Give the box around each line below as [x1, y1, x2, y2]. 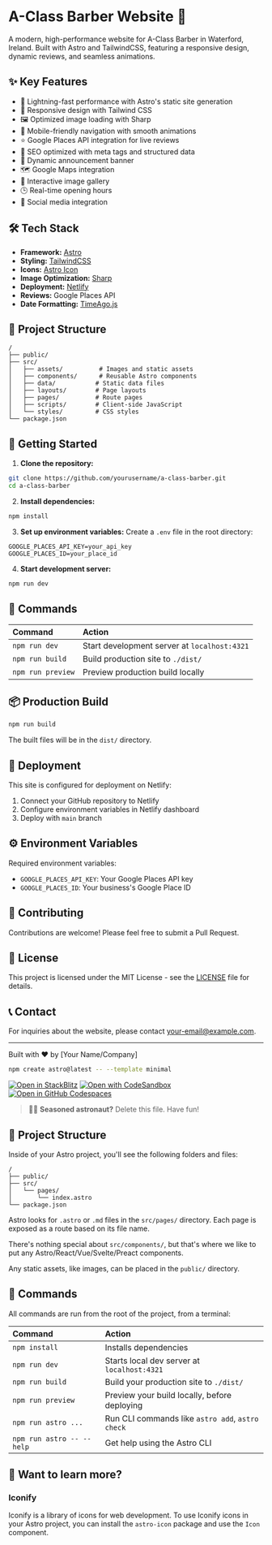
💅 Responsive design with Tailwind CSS [19, 105, 152, 114]
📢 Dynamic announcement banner [19, 155, 134, 165]
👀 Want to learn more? [8, 1468, 123, 1482]
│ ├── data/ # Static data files [8, 379, 164, 388]
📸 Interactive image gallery [19, 176, 110, 186]
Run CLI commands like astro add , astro [104, 1413, 259, 1424]
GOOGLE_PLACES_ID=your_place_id [8, 550, 117, 558]
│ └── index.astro [8, 1193, 92, 1202]
